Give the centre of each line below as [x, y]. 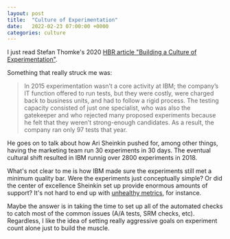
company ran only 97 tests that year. [76, 130]
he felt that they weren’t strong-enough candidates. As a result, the [119, 123]
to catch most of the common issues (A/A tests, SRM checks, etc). [101, 214]
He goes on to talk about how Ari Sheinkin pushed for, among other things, [113, 143]
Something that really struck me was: [60, 73]
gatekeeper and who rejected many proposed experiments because [120, 115]
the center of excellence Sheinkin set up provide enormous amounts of [107, 185]
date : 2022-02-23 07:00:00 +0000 [58, 26]
